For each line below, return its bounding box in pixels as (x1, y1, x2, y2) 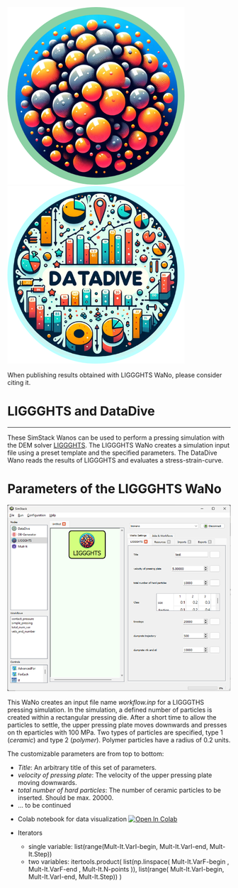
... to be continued (17, 801, 72, 809)
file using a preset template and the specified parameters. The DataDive (7, 448, 217, 457)
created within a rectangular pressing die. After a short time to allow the (7, 713, 217, 721)
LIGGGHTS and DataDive (7, 404, 156, 419)
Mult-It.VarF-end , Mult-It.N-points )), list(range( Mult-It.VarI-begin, (28, 865, 225, 873)
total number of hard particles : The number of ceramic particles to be (17, 786, 222, 794)
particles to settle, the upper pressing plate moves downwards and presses (7, 720, 227, 729)
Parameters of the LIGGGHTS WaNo (7, 481, 222, 497)
